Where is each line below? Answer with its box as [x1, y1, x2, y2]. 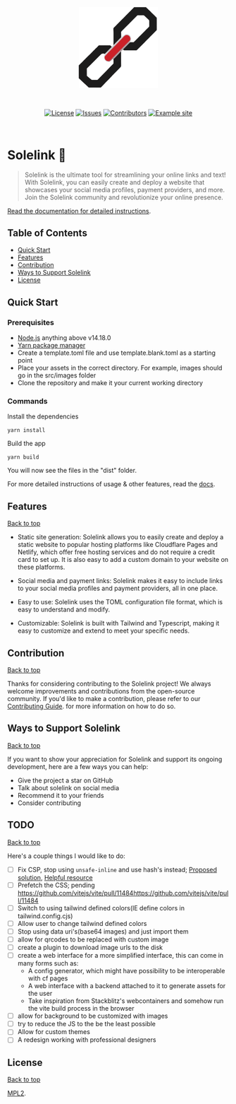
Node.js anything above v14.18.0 [17, 334, 111, 342]
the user [27, 990, 53, 998]
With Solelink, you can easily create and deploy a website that [24, 177, 205, 187]
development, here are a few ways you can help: [7, 762, 149, 770]
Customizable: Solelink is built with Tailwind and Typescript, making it [17, 619, 220, 628]
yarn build [7, 454, 39, 461]
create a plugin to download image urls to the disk [17, 944, 163, 952]
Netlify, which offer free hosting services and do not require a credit [17, 548, 215, 556]
